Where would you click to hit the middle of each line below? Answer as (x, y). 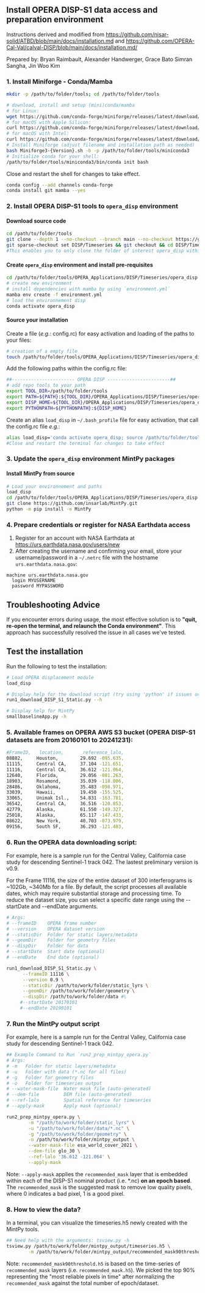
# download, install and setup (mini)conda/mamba (71, 105)
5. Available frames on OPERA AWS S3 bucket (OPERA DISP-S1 (101, 732)
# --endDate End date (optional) (53, 957)
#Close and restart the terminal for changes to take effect (86, 443)
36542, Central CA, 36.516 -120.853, (65, 804)
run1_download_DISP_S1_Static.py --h (54, 700)
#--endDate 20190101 (46, 1008)
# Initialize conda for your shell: (53, 156)
